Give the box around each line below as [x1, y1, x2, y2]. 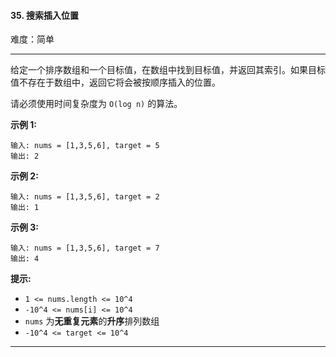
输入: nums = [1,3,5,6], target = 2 [10, 192, 160, 202]
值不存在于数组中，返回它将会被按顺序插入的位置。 [10, 76, 221, 89]
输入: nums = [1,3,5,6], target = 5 [10, 141, 160, 151]
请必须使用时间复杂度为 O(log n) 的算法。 [10, 98, 183, 110]
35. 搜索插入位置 [10, 9, 79, 21]
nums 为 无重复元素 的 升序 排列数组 [24, 315, 160, 327]
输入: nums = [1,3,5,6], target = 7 [10, 243, 160, 254]
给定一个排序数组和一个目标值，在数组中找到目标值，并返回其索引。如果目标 [10, 64, 326, 76]
